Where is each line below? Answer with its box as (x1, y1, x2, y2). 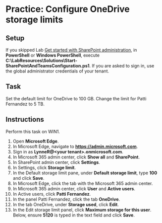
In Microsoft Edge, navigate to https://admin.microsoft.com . (12, 143, 138, 149)
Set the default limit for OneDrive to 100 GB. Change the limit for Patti (5, 95, 147, 101)
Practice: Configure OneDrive (5, 3, 130, 15)
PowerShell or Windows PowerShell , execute (5, 52, 100, 58)
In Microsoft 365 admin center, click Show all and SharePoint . (12, 154, 140, 160)
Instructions (5, 115, 44, 124)
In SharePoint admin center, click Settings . (12, 159, 101, 165)
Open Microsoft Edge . (12, 138, 59, 144)
